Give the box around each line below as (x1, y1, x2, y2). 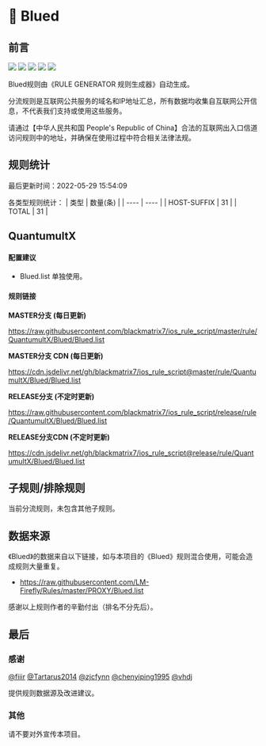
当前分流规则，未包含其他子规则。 (8, 504, 120, 513)
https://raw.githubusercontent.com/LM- (19, 577, 150, 587)
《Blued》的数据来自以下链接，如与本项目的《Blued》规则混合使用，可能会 (8, 552, 246, 561)
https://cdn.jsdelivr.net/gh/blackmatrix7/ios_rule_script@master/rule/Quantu (8, 367, 257, 376)
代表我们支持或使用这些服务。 (28, 106, 127, 116)
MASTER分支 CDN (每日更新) (8, 351, 104, 360)
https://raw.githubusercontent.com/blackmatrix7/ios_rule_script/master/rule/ (8, 326, 258, 336)
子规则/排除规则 (8, 481, 85, 494)
